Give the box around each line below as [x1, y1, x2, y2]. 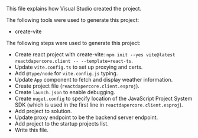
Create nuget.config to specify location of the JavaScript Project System [14, 95, 193, 102]
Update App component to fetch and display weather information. [14, 76, 173, 83]
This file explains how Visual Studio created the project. [6, 5, 142, 12]
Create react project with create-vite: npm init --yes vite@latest [14, 51, 176, 58]
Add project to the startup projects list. [14, 120, 109, 127]
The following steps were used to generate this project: [6, 40, 141, 46]
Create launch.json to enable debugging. [14, 89, 115, 95]
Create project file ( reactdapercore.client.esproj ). [14, 82, 140, 89]
